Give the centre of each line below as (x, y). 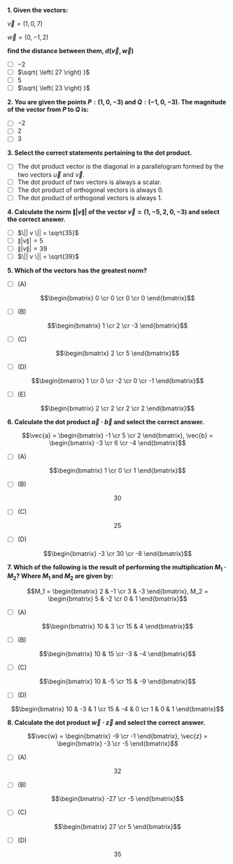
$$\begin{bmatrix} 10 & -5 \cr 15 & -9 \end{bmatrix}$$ (118, 681)
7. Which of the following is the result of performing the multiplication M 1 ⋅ (117, 568)
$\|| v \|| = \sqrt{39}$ (48, 256)
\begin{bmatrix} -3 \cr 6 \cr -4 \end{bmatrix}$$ (118, 443)
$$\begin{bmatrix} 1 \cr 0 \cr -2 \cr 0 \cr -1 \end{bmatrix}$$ (118, 381)
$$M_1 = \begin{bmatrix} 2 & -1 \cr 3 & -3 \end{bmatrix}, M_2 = (118, 592)
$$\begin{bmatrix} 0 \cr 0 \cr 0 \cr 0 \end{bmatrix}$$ (118, 298)
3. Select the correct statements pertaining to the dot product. (100, 153)
